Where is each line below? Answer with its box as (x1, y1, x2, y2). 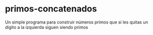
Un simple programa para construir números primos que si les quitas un (5, 19, 149, 25)
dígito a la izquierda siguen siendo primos (5, 24, 88, 30)
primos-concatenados (5, 3, 97, 14)
